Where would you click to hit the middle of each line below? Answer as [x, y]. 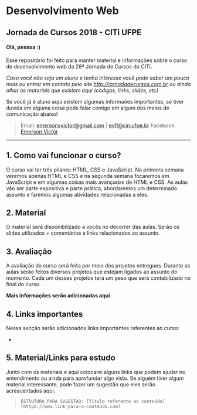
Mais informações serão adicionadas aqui [58, 296]
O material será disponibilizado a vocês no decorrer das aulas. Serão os [93, 227]
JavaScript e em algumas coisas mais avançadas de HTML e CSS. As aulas [97, 182]
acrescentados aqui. [31, 390]
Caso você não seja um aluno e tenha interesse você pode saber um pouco [98, 78]
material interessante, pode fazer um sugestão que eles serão [81, 384]
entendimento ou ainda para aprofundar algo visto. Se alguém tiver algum [95, 378]
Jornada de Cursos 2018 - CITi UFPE [74, 32]
